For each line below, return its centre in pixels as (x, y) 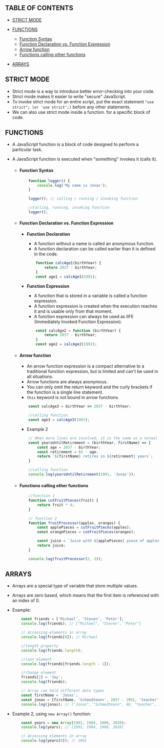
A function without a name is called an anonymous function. (94, 244)
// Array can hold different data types (63, 691)
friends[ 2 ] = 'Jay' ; (42, 677)
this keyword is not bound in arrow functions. (73, 398)
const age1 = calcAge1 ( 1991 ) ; (66, 276)
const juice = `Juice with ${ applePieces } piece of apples (98, 541)
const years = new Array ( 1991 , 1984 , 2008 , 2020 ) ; (74, 723)
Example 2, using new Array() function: (51, 714)
